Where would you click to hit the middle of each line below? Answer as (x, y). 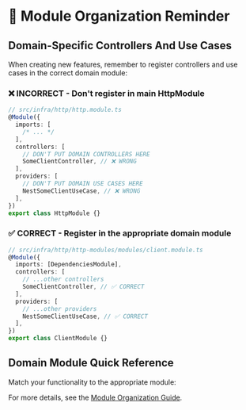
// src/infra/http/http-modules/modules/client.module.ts (106, 250)
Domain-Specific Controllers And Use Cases (120, 46)
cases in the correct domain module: (68, 73)
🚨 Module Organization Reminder (119, 16)
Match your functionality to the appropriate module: (92, 382)
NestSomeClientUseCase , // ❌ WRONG (81, 191)
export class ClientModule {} (58, 339)
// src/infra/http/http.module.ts (65, 110)
